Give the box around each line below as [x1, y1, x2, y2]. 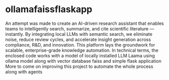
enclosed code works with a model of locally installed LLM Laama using [5, 52, 155, 59]
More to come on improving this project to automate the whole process [5, 63, 153, 69]
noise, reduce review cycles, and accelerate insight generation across [5, 36, 151, 43]
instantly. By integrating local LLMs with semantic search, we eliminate [5, 31, 153, 37]
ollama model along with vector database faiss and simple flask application [5, 58, 162, 64]
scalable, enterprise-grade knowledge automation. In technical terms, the [5, 47, 158, 53]
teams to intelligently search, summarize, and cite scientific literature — [5, 25, 154, 31]
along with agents [5, 68, 43, 74]
